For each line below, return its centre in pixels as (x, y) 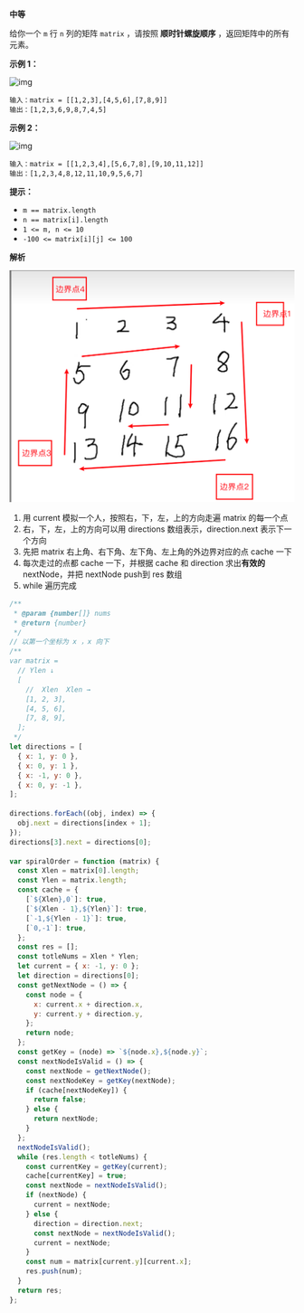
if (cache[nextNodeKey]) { (76, 1090)
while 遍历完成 (49, 585)
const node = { (54, 995)
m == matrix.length (59, 211)
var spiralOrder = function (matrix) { (85, 861)
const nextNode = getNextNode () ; (89, 1071)
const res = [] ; (48, 947)
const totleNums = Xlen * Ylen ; (79, 957)
